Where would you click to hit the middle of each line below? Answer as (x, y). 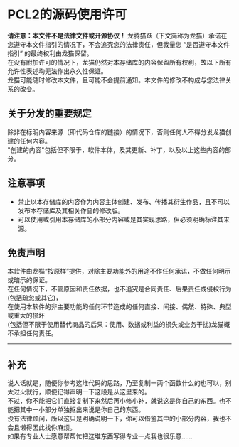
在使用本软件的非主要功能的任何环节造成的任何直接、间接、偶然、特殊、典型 (119, 307)
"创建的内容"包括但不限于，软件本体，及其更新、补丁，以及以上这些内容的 (116, 149)
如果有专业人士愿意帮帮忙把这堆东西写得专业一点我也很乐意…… (100, 436)
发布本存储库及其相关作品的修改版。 (71, 210)
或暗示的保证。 (29, 280)
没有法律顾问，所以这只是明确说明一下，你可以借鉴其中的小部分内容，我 (113, 419)
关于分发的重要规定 (49, 113)
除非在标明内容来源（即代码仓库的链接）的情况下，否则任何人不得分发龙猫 (116, 131)
